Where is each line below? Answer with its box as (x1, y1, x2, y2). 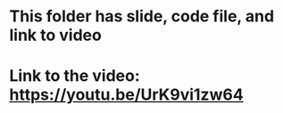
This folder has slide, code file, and (9, 6, 275, 27)
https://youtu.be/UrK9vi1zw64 (9, 85, 244, 105)
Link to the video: (9, 66, 140, 86)
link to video (9, 25, 103, 45)
